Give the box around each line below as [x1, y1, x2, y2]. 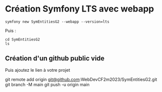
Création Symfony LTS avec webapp [5, 3, 154, 14]
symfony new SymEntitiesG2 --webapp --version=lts [5, 19, 110, 24]
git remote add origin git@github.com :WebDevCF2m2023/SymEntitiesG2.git [5, 76, 158, 82]
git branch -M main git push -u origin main [5, 81, 90, 87]
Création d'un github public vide [5, 54, 105, 63]
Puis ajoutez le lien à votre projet [5, 67, 70, 73]
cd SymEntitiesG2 [5, 37, 40, 42]
